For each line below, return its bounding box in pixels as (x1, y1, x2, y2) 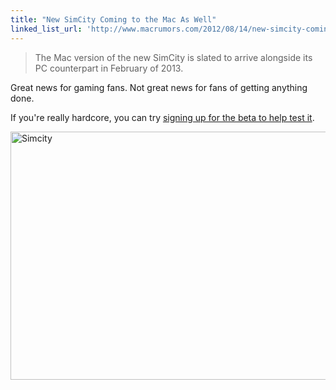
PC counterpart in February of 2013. (34, 62, 184, 74)
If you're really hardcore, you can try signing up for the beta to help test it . (10, 111, 315, 123)
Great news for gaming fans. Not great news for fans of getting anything (10, 81, 308, 93)
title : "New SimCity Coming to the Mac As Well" (10, 14, 217, 25)
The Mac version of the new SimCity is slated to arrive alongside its (34, 51, 313, 63)
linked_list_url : (10, 24, 83, 34)
